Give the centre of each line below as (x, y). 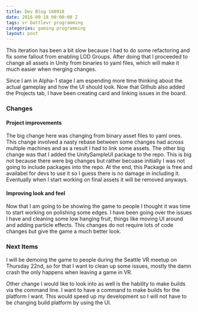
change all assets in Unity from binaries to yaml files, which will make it (92, 63)
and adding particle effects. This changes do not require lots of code (90, 225)
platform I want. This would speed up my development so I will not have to (97, 296)
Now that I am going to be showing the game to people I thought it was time (98, 206)
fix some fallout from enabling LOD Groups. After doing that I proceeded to (97, 57)
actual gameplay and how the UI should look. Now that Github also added (95, 87)
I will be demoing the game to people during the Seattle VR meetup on (92, 259)
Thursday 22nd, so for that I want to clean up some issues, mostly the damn (99, 266)
